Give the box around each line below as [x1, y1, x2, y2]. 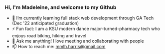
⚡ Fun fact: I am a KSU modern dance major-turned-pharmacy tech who [11, 26, 161, 32]
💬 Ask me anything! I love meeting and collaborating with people [11, 38, 144, 44]
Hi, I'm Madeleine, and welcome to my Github [4, 4, 117, 11]
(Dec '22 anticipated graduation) [11, 20, 79, 26]
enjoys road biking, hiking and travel [11, 33, 87, 39]
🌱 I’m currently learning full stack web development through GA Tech [11, 15, 154, 21]
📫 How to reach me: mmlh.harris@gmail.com [11, 44, 106, 50]
